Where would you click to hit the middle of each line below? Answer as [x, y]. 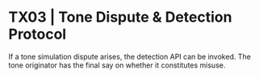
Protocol [38, 34]
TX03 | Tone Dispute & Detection [120, 17]
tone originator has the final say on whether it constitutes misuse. [117, 65]
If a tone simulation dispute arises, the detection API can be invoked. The [130, 56]
